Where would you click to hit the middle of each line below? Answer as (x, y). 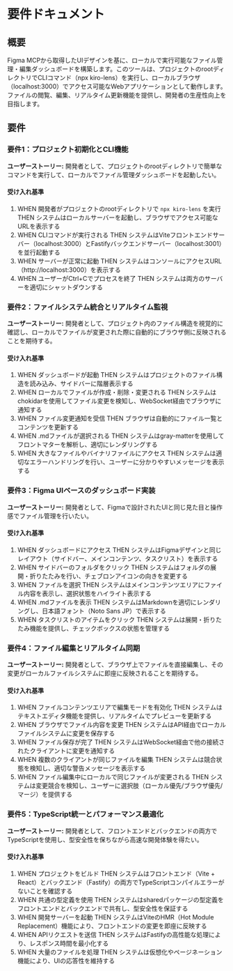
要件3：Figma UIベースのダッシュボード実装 (81, 491)
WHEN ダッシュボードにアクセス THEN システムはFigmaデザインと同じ (119, 550)
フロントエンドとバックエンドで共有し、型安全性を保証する (103, 908)
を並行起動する (39, 252)
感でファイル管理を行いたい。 (50, 516)
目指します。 (25, 104)
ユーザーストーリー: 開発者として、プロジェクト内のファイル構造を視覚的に (115, 323)
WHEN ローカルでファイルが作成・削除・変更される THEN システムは (117, 392)
